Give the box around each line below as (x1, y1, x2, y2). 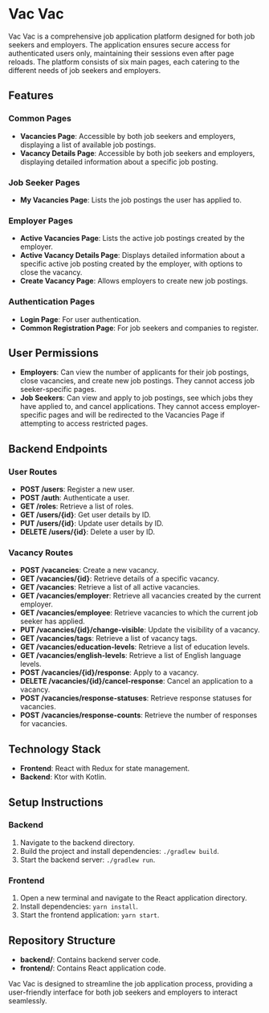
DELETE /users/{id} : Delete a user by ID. (19, 527, 155, 537)
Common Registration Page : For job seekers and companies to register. (19, 323, 259, 333)
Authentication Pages (8, 296, 95, 308)
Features (8, 89, 54, 103)
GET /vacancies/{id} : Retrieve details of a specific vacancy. (19, 574, 219, 583)
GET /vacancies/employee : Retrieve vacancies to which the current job (19, 608, 259, 618)
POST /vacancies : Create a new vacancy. (19, 566, 159, 575)
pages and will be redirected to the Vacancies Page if (47, 411, 225, 420)
